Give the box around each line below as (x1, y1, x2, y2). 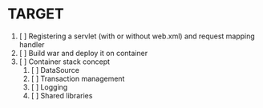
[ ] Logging (30, 82, 68, 92)
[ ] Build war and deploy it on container (18, 48, 148, 58)
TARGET (7, 5, 65, 23)
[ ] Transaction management (30, 74, 125, 83)
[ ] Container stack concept (18, 57, 110, 66)
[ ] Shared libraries (30, 90, 93, 100)
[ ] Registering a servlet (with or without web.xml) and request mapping (18, 31, 256, 41)
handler (18, 39, 45, 49)
